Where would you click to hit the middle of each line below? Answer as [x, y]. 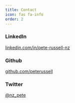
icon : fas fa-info [24, 14]
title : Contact [21, 10]
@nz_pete [15, 95]
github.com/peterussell [29, 71]
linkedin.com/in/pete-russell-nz [37, 47]
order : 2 [14, 19]
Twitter [14, 84]
